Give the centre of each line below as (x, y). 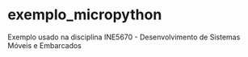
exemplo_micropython (85, 15)
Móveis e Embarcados (44, 45)
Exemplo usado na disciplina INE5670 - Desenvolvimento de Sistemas (124, 37)
